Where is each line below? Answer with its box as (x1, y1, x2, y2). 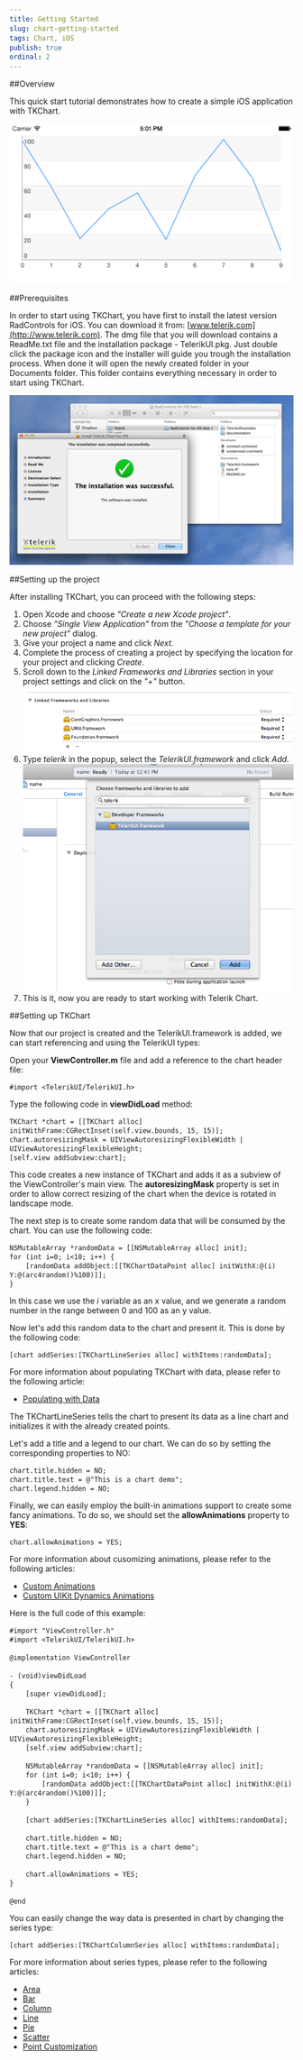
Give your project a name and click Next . (22, 638, 174, 648)
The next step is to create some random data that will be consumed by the (9, 1216, 286, 1227)
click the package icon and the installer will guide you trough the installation (9, 348, 291, 360)
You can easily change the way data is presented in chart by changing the (9, 1913, 284, 1924)
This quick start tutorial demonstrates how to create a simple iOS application (9, 96, 293, 107)
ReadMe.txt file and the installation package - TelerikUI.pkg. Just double (9, 339, 278, 350)
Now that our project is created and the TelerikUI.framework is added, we (9, 1028, 282, 1039)
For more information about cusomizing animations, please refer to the (9, 1554, 271, 1565)
